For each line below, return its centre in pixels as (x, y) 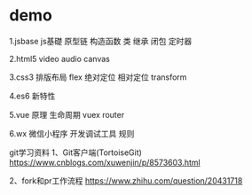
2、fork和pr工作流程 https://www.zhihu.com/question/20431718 (126, 180)
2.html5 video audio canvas (60, 58)
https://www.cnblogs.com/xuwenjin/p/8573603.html (105, 162)
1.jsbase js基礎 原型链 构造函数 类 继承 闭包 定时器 (101, 41)
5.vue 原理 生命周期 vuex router (67, 114)
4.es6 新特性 (32, 96)
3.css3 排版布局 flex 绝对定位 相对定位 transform (98, 77)
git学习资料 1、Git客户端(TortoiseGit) (75, 152)
